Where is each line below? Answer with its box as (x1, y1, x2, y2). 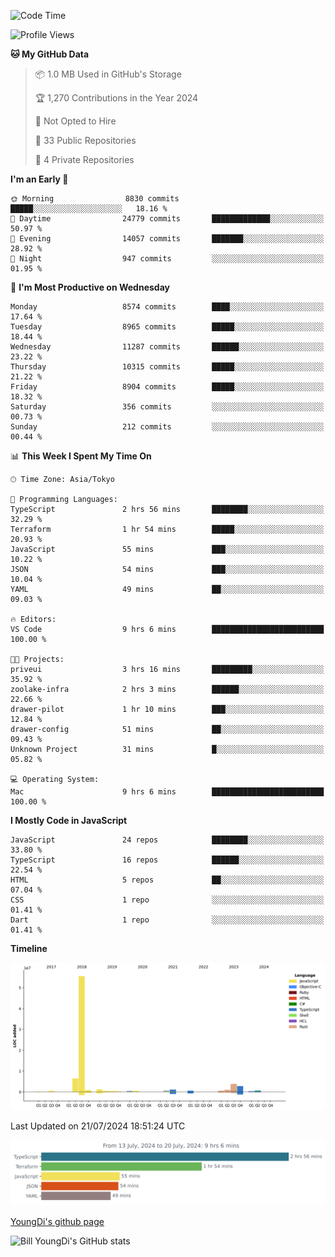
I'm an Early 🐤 (10, 173, 69, 185)
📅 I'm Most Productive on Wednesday (10, 281, 170, 293)
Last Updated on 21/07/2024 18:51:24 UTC (10, 1120, 186, 1132)
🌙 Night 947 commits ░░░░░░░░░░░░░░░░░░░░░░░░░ (10, 254, 325, 264)
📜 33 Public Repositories (34, 135, 137, 146)
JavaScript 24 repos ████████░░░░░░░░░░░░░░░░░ (10, 835, 325, 845)
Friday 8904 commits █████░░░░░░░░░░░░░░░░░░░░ (10, 382, 325, 392)
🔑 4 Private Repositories (34, 154, 135, 165)
